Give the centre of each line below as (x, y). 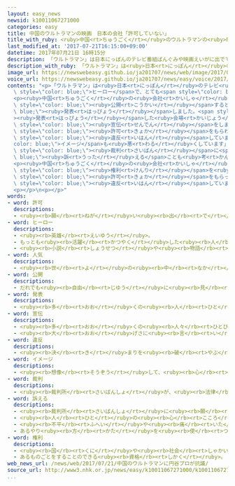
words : (17, 196)
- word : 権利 (25, 438)
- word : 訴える (28, 398)
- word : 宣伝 (25, 314)
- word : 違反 (25, 340)
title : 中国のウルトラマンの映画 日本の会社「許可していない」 (88, 33)
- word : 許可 (25, 203)
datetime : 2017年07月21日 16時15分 (57, 53)
